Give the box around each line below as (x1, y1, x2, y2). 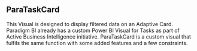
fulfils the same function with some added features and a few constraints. (6, 39, 188, 46)
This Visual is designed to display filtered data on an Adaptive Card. (6, 20, 174, 27)
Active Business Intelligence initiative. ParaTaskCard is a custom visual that (6, 33, 192, 40)
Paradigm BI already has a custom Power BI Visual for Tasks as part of (6, 27, 180, 34)
